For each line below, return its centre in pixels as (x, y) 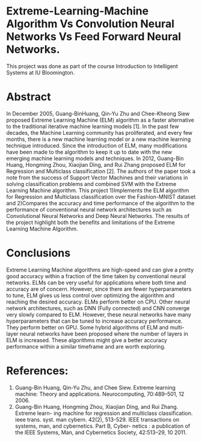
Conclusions (38, 253)
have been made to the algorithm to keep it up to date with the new (89, 152)
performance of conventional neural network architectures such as (89, 210)
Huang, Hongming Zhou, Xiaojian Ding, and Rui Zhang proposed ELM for (96, 164)
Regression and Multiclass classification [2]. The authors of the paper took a (101, 171)
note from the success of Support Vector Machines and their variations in (97, 177)
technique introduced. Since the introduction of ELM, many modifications (97, 145)
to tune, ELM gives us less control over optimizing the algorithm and (90, 295)
